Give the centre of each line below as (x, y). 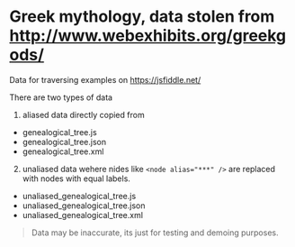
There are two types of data (61, 97)
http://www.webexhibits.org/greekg (148, 36)
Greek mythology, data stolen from (142, 17)
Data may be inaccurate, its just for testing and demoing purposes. (155, 233)
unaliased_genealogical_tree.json (84, 206)
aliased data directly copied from (84, 114)
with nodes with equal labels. (76, 178)
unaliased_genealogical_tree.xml (83, 215)
